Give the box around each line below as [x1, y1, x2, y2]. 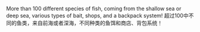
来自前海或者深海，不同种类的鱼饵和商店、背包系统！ [32, 20, 162, 26]
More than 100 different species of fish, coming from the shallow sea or [6, 5, 182, 12]
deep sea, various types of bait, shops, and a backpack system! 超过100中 [6, 12, 189, 19]
